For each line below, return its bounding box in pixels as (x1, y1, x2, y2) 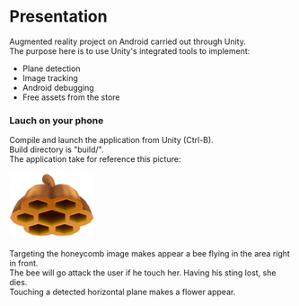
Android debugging (22, 82, 94, 93)
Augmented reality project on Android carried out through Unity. (9, 36, 247, 47)
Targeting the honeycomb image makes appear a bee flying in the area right (9, 248, 290, 259)
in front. (9, 258, 39, 269)
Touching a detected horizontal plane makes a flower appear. (9, 286, 236, 298)
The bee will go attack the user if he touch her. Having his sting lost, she (9, 267, 277, 278)
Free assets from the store (22, 92, 120, 103)
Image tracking (22, 72, 79, 83)
